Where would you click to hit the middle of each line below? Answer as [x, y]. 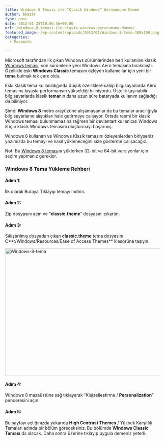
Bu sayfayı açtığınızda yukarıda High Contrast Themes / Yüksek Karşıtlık [79, 423]
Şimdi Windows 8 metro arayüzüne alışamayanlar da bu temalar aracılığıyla [81, 110]
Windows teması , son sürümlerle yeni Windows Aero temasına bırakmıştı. [79, 65]
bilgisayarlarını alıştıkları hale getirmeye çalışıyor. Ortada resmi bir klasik [78, 116]
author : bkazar [21, 14]
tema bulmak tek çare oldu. [33, 76]
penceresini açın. [23, 401]
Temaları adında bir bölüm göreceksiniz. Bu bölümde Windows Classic [77, 428]
